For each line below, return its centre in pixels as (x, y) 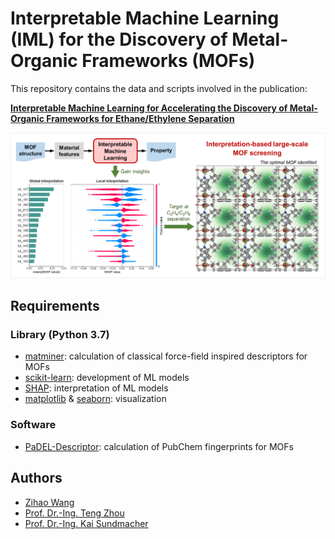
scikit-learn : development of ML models (107, 378)
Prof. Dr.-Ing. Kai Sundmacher (86, 523)
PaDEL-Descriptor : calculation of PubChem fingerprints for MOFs (159, 446)
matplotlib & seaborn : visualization (95, 399)
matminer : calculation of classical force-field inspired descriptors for (166, 356)
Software (33, 425)
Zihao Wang (49, 502)
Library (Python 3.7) (60, 335)
